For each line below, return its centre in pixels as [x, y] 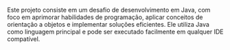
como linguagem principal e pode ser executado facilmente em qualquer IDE [115, 32]
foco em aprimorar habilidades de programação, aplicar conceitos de [105, 17]
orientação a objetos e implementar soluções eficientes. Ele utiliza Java [108, 24]
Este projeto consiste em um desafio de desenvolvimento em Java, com [109, 10]
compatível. [24, 39]
